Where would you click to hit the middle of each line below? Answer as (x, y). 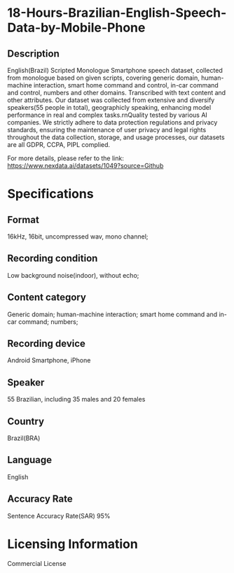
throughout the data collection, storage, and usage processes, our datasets (116, 137)
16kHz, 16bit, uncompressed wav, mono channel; (78, 236)
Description (33, 54)
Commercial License (37, 563)
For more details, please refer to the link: (66, 158)
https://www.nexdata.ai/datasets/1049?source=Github (85, 165)
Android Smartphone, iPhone (49, 360)
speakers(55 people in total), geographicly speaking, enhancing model (109, 107)
